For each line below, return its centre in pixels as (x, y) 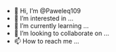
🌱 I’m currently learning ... (51, 26)
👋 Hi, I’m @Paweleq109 (47, 11)
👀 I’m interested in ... (44, 18)
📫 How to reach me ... (46, 41)
